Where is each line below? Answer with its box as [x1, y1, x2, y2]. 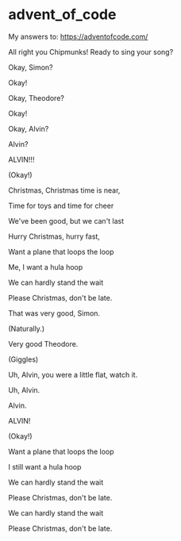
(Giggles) [8, 355, 39, 364]
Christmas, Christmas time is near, [8, 185, 121, 195]
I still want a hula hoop [8, 462, 82, 471]
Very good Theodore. [8, 339, 79, 348]
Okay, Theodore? [8, 93, 65, 102]
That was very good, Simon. [8, 308, 101, 318]
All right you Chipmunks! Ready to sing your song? [8, 47, 174, 56]
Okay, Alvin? [8, 124, 49, 133]
